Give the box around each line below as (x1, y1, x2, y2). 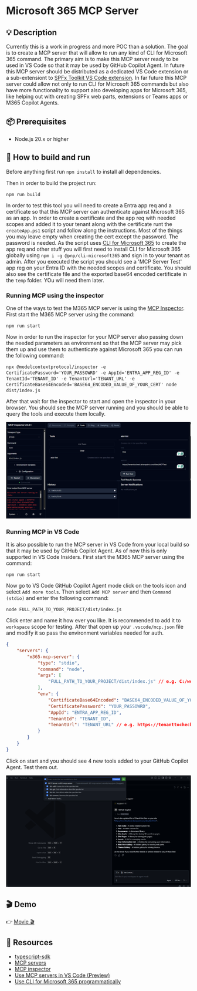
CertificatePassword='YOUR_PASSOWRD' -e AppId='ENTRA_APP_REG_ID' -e (6, 370, 180, 376)
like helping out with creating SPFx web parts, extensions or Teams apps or (6, 93, 188, 100)
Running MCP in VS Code (6, 527, 80, 535)
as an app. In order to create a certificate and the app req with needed (6, 214, 176, 221)
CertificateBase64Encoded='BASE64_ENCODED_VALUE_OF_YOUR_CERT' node (6, 382, 177, 387)
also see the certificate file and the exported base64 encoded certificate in (6, 270, 188, 277)
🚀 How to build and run (6, 153, 91, 163)
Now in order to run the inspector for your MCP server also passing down (6, 333, 184, 340)
